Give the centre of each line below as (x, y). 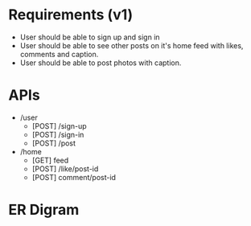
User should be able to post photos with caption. (101, 63)
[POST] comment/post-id (74, 177)
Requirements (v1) (71, 15)
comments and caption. (59, 54)
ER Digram (44, 210)
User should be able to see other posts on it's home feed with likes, (132, 45)
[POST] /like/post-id (65, 168)
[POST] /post (54, 143)
